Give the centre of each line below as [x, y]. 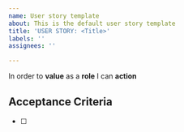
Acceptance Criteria [60, 102]
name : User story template [54, 16]
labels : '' [27, 38]
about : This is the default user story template [92, 23]
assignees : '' [32, 46]
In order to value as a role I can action [73, 76]
